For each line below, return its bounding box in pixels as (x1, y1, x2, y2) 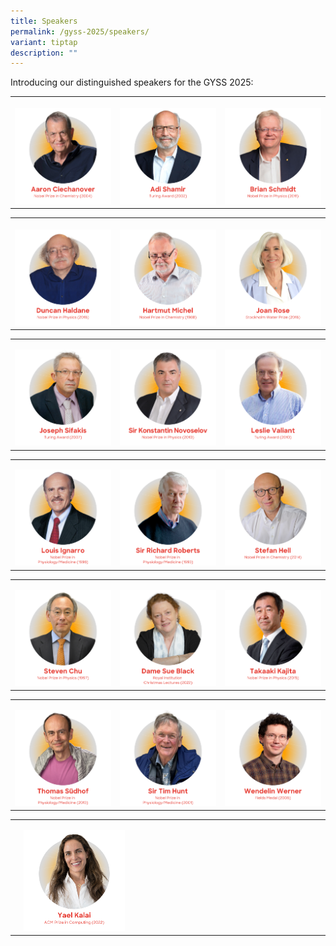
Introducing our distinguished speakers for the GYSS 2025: (10, 76, 254, 89)
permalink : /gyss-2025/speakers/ (10, 26, 150, 37)
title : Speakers (10, 16, 78, 26)
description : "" (10, 48, 78, 58)
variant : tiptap (10, 37, 78, 47)
